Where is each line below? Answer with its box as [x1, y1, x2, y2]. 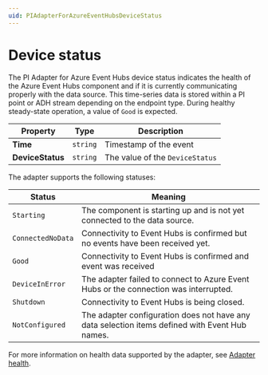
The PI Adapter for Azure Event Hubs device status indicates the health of [8, 73, 251, 82]
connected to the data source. [81, 215, 195, 226]
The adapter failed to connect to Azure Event [81, 273, 250, 284]
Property [21, 125, 56, 136]
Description [138, 125, 183, 136]
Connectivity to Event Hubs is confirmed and [81, 251, 250, 262]
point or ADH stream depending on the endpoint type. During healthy [8, 97, 235, 108]
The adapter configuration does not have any [81, 309, 250, 320]
